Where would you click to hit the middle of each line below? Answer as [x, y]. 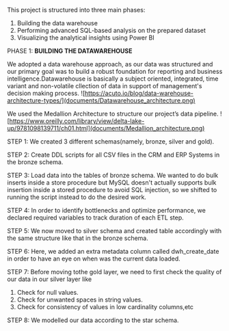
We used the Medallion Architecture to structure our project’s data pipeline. [113, 114]
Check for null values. [48, 292]
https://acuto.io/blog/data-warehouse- [139, 93]
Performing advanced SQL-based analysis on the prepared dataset [111, 30]
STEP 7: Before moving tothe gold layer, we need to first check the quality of [114, 272]
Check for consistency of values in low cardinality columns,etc [105, 307]
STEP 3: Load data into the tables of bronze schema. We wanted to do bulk [113, 175]
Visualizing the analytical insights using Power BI [86, 38]
